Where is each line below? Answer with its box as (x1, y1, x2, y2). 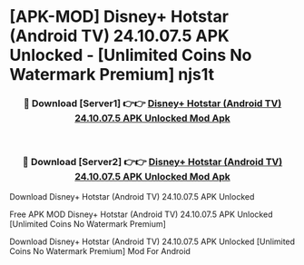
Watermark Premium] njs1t (9, 64, 215, 85)
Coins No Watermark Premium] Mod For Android (9, 245, 191, 256)
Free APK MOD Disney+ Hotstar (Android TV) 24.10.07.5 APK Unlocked (9, 209, 273, 220)
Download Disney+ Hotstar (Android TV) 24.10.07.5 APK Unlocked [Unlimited (9, 236, 296, 247)
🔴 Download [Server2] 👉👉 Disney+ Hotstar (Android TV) (22, 156, 283, 169)
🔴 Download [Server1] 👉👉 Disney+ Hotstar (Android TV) (23, 97, 282, 110)
